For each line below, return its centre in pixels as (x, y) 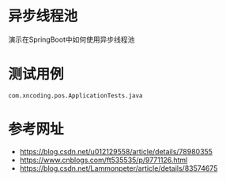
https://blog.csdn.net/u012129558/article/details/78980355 (116, 151)
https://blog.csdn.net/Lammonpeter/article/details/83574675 (119, 168)
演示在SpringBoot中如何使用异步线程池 (72, 39)
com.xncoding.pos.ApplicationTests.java (76, 95)
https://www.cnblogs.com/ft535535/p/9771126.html (104, 160)
